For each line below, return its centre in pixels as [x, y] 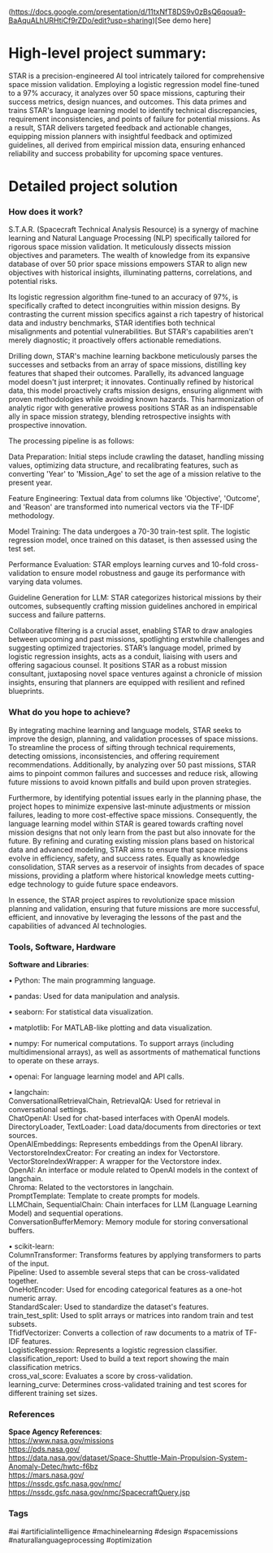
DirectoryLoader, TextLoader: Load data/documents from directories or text [135, 1127]
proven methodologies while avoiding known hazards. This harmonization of [136, 399]
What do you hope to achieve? [69, 713]
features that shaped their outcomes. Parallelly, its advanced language [126, 373]
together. [24, 1281]
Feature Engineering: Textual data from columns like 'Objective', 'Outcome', [134, 499]
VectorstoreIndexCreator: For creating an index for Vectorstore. [115, 1153]
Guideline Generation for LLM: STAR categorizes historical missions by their [135, 598]
